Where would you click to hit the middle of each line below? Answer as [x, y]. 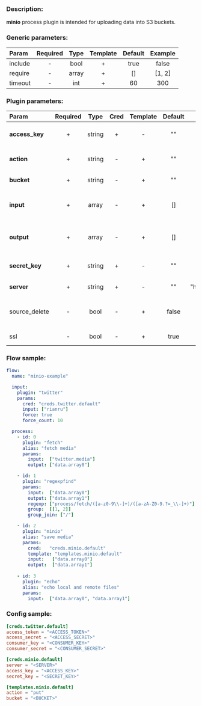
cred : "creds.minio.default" [67, 548]
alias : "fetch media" [49, 448]
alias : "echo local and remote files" [71, 587]
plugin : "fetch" [42, 443]
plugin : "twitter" [40, 393]
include [20, 63]
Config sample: [29, 614]
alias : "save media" [48, 537]
